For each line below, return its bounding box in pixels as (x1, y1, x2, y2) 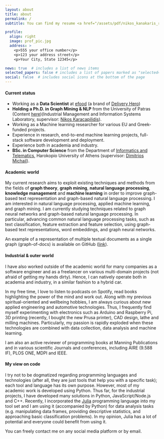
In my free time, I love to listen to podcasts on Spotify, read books (5, 288, 137, 294)
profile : (5, 30, 23, 35)
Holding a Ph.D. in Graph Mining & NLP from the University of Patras (12, 106, 151, 112)
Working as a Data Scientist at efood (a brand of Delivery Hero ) (12, 101, 141, 107)
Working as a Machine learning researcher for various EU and (12, 122, 137, 128)
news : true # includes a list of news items (5, 66, 99, 71)
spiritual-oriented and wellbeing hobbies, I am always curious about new (5, 299, 151, 305)
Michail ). (12, 158, 30, 164)
